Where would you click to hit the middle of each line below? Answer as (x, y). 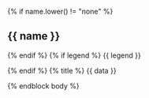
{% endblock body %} (43, 85)
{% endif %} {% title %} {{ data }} (62, 70)
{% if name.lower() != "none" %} (60, 11)
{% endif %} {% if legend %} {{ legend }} (74, 55)
